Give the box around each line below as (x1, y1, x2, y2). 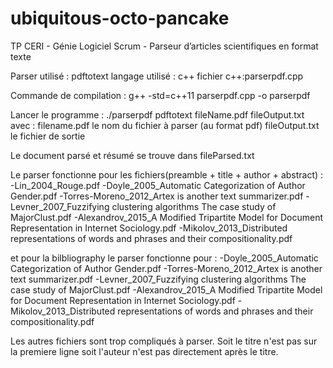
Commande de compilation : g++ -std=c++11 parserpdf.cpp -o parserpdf (10, 89, 311, 101)
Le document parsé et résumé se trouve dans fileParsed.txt (10, 149, 255, 161)
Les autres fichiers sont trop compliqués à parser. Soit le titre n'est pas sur (10, 335, 318, 347)
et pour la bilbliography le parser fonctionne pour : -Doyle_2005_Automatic (10, 252, 319, 264)
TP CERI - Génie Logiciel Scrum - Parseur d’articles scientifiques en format (10, 40, 319, 52)
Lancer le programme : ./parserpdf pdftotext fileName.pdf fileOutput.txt (10, 108, 305, 121)
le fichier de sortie (10, 130, 86, 142)
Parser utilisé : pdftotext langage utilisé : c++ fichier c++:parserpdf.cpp (10, 70, 304, 82)
